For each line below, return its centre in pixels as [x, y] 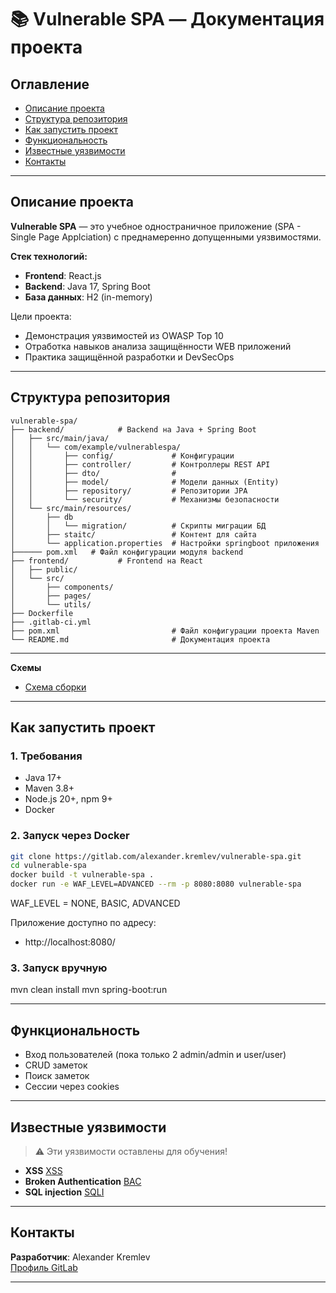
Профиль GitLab [44, 1267]
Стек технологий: [49, 256]
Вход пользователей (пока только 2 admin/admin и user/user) [155, 1055]
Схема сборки [55, 687]
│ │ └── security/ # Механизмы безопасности [145, 499]
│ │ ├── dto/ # [93, 473]
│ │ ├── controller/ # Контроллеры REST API [140, 464]
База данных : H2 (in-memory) [88, 297]
